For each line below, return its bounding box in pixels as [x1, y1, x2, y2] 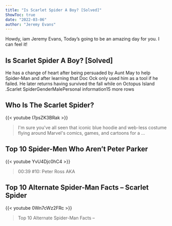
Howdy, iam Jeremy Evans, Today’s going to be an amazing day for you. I [5, 36, 160, 42]
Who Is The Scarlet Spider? [5, 101, 94, 110]
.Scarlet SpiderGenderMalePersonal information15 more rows [5, 86, 135, 92]
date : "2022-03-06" [5, 17, 47, 22]
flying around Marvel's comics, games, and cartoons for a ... [17, 130, 145, 136]
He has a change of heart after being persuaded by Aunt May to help [5, 70, 151, 76]
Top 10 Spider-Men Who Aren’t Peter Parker [5, 145, 148, 154]
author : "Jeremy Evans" [5, 22, 56, 27]
